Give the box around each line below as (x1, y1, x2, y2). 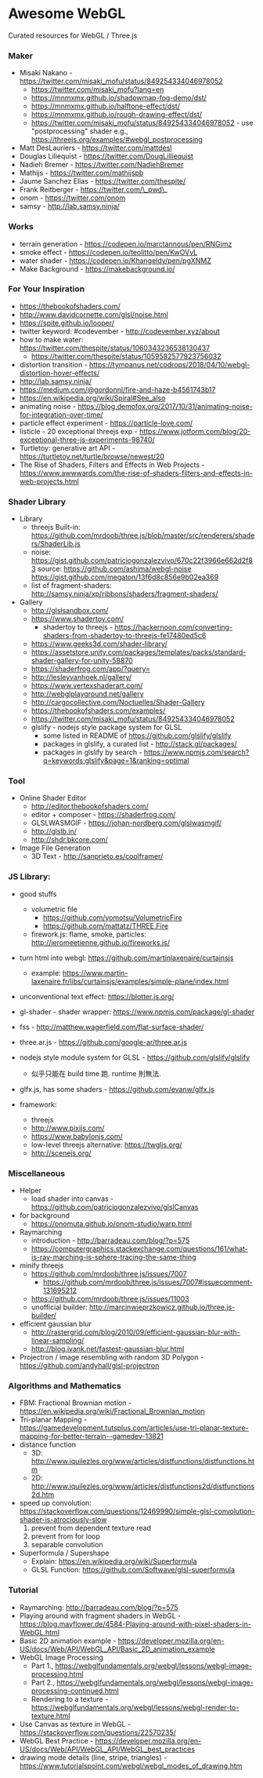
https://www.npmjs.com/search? (143, 747, 250, 758)
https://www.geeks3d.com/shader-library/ (31, 639, 168, 648)
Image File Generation (19, 843, 92, 852)
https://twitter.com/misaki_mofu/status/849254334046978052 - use (31, 119, 254, 128)
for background (19, 1210, 70, 1221)
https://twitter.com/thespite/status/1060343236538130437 (19, 343, 211, 352)
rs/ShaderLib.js (31, 539, 81, 549)
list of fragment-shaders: (31, 581, 112, 590)
